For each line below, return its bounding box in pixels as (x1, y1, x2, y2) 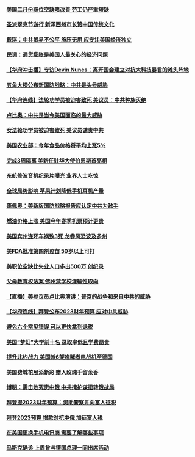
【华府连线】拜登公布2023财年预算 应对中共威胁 (6, 308, 129, 315)
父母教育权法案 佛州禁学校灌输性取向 (6, 278, 99, 285)
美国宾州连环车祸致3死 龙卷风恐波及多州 (6, 232, 108, 239)
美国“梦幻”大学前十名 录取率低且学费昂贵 (6, 338, 110, 345)
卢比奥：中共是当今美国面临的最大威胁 (6, 111, 102, 119)
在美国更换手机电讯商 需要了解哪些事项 (6, 429, 104, 436)
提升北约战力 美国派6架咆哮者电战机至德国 (6, 353, 113, 360)
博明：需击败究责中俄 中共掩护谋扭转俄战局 (6, 384, 115, 391)
